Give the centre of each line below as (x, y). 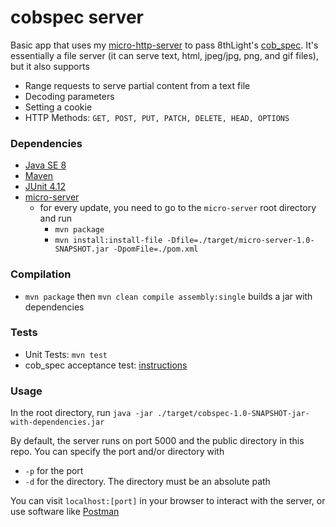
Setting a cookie (58, 107)
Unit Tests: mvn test (66, 354)
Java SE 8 (45, 165)
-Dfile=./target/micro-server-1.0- (240, 241)
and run (56, 218)
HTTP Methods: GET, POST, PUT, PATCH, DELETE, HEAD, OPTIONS (157, 117)
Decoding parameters (69, 96)
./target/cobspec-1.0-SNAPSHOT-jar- (233, 414)
